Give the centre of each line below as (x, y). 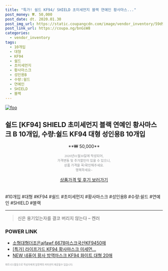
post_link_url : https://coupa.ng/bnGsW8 (48, 28)
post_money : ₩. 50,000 (29, 14)
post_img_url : (20, 24)
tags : (11, 42)
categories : (17, 33)
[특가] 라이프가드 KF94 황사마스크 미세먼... (54, 249)
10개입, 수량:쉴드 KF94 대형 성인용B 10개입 (82, 134)
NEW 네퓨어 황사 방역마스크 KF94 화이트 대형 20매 (62, 255)
